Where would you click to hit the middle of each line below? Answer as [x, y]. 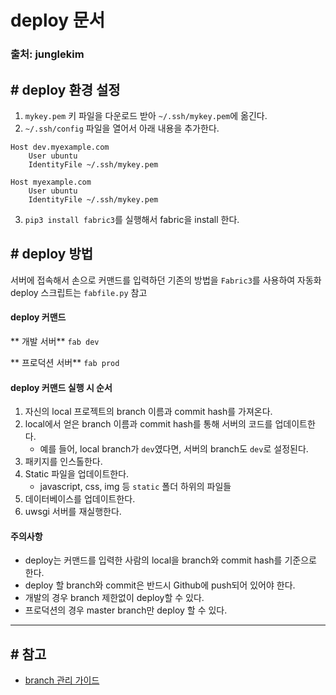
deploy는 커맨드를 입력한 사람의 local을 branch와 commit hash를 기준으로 [170, 560]
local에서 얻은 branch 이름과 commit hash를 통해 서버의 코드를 [148, 424]
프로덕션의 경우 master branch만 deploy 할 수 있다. [126, 610]
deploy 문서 [58, 20]
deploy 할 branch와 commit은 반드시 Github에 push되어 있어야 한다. [160, 585]
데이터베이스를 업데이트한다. [80, 499]
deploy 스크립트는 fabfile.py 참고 [79, 292]
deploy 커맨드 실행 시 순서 [61, 387]
